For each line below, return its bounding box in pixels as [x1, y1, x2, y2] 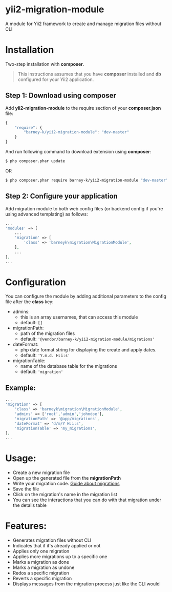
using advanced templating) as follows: [5, 211, 88, 217]
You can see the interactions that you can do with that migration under [12, 497, 161, 503]
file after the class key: [5, 299, 54, 305]
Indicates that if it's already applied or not [12, 543, 101, 548]
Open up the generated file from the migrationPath [12, 475, 121, 481]
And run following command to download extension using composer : [5, 149, 152, 155]
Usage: [5, 452, 37, 464]
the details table [12, 502, 47, 508]
